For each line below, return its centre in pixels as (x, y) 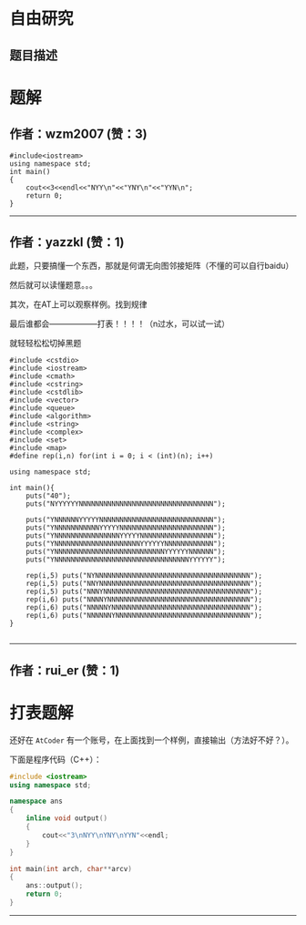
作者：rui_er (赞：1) (65, 670)
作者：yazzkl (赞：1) (67, 242)
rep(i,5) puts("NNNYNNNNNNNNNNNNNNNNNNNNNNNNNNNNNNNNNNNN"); (144, 592)
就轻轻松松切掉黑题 (46, 344)
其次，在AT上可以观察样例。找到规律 (78, 304)
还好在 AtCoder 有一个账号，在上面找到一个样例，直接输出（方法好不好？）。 (152, 740)
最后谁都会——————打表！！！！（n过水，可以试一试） (120, 324)
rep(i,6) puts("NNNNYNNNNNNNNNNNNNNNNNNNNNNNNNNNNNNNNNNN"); (144, 600)
